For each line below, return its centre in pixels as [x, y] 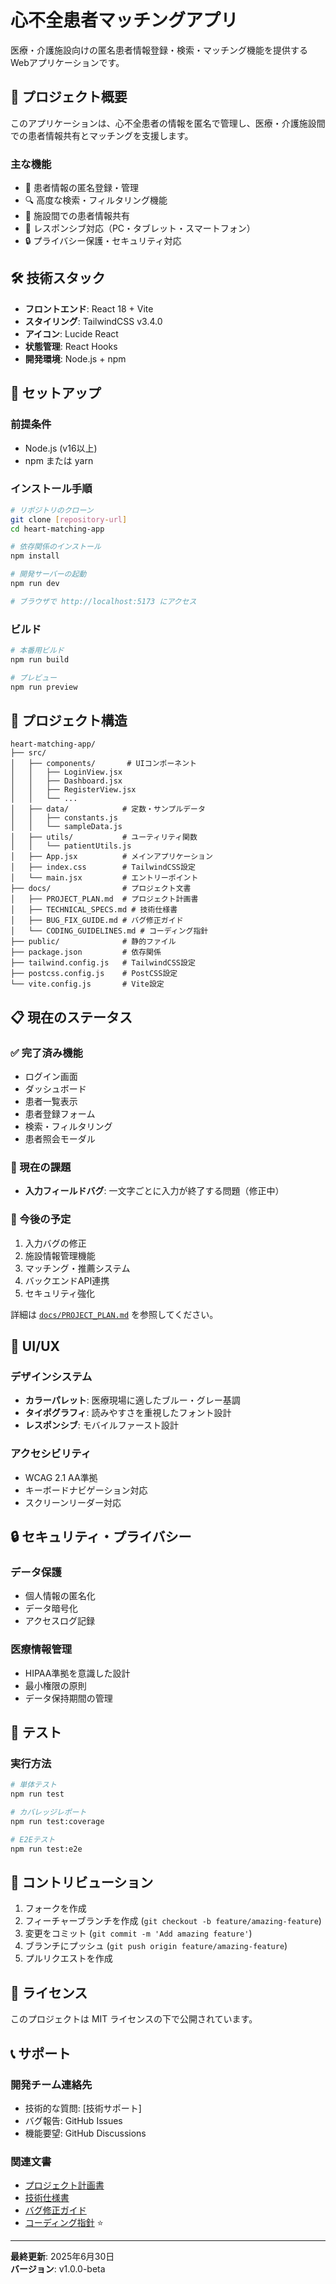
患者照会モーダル [60, 1139]
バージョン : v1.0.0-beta [58, 2269]
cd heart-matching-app [57, 529]
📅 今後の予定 [41, 1219]
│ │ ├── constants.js [64, 818]
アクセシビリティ [51, 1454]
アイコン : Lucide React [71, 333]
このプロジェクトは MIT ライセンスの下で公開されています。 [134, 2019]
